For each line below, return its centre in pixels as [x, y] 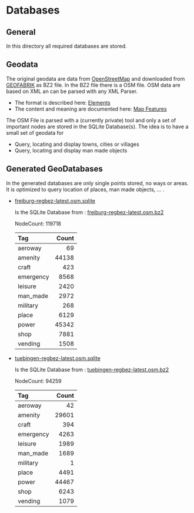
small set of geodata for [35, 132]
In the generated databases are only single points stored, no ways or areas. [98, 183]
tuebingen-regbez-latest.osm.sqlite [58, 358]
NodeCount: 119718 [38, 224]
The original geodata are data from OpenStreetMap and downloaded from [96, 79]
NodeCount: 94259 [38, 381]
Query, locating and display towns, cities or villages [77, 144]
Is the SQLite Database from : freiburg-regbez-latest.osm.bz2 [89, 212]
